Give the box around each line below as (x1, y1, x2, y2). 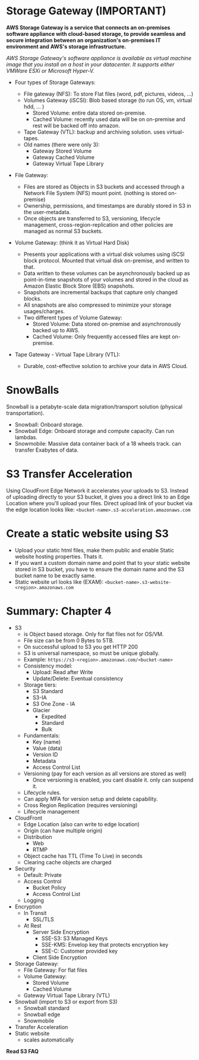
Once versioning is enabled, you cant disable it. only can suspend (32, 776, 194, 783)
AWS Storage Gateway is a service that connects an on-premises (6, 24, 170, 31)
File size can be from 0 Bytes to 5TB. (23, 636, 115, 644)
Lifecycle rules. (23, 789, 61, 796)
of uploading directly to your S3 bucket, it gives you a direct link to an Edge (6, 493, 190, 500)
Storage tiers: (23, 681, 58, 688)
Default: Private (23, 871, 62, 878)
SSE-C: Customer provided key (41, 947, 118, 954)
